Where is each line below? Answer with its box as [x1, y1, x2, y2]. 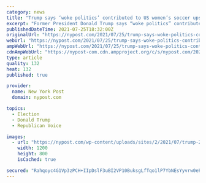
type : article [6, 55, 43, 61]
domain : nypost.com [12, 95, 62, 101]
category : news [6, 9, 45, 15]
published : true [6, 72, 48, 78]
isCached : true [17, 157, 56, 163]
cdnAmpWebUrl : [6, 49, 43, 55]
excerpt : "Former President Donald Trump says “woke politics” [6, 20, 172, 26]
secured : [6, 167, 29, 174]
